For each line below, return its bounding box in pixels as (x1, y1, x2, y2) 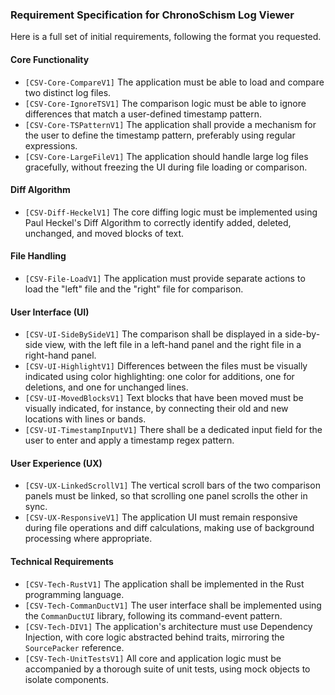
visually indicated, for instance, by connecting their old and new (24, 403, 289, 415)
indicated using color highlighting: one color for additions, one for (24, 371, 295, 383)
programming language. (24, 588, 125, 600)
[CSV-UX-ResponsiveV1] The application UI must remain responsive (24, 511, 298, 523)
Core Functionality (10, 53, 90, 65)
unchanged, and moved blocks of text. (24, 227, 185, 239)
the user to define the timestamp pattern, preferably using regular (24, 129, 296, 141)
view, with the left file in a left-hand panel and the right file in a (44, 339, 302, 351)
